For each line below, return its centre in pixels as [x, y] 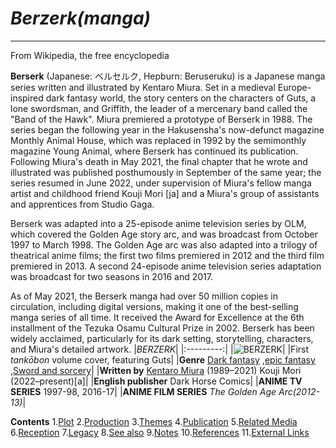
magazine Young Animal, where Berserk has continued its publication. [154, 151]
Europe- [294, 87]
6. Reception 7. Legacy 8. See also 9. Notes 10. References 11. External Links [160, 432]
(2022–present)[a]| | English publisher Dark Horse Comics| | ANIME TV [156, 381]
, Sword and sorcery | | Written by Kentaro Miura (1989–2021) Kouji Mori [156, 370]
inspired [27, 98]
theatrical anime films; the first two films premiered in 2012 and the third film [167, 255]
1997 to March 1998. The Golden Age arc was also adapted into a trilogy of [164, 244]
